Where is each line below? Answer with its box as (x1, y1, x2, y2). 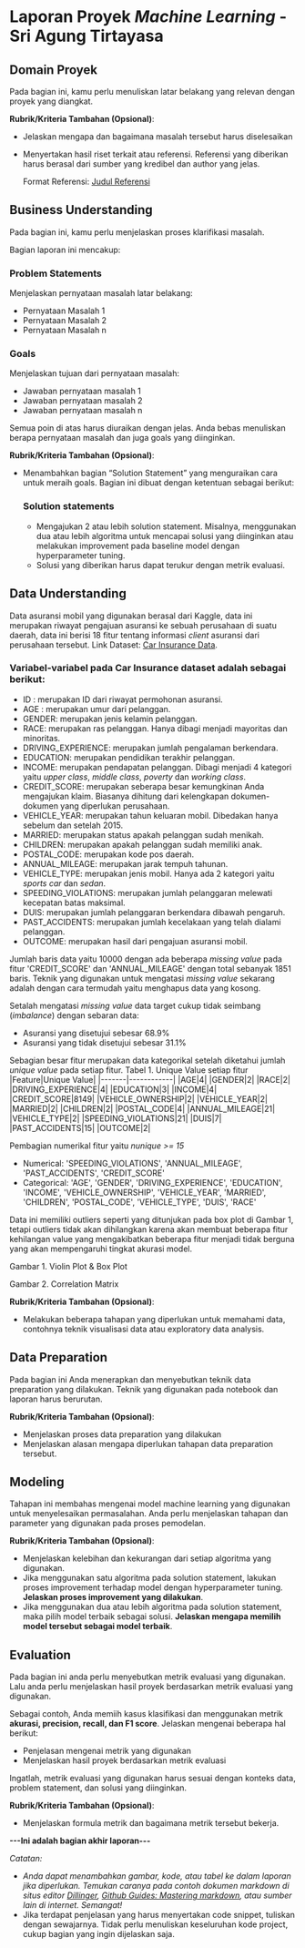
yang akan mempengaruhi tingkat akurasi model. (9, 1243, 193, 1254)
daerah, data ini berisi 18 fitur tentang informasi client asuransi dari (9, 629, 259, 640)
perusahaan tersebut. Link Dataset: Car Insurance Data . (9, 639, 219, 650)
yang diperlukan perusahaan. (60, 800, 170, 811)
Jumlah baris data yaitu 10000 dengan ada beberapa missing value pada (9, 954, 282, 964)
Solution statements (22, 500, 115, 513)
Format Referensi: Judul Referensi (22, 176, 150, 187)
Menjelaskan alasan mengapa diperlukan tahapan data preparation (22, 1438, 274, 1449)
